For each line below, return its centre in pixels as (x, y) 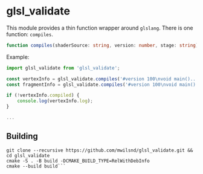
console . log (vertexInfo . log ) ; (55, 101)
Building (22, 136)
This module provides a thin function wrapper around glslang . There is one (100, 28)
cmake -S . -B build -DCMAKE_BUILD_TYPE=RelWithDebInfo (78, 161)
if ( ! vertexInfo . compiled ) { (43, 95)
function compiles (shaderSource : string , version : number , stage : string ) (102, 45)
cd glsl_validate (28, 155)
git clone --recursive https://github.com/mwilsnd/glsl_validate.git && (100, 150)
